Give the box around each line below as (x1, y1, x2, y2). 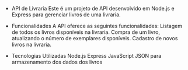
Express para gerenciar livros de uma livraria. (11, 11, 121, 18)
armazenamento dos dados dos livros (11, 58, 103, 65)
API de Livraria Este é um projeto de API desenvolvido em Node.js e (11, 5, 175, 12)
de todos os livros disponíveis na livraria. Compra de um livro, (11, 29, 161, 36)
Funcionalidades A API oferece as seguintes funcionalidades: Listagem (11, 23, 183, 29)
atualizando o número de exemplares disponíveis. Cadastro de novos (11, 35, 178, 41)
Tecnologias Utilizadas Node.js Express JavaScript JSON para (11, 52, 162, 59)
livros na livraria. (11, 41, 51, 48)
